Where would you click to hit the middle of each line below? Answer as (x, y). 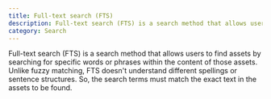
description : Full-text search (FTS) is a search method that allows (128, 23)
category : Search (38, 31)
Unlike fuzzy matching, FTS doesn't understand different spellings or (123, 71)
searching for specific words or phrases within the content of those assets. (133, 62)
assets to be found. (40, 88)
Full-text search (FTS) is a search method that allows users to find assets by (135, 54)
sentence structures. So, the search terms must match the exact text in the (132, 79)
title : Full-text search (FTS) (61, 16)
